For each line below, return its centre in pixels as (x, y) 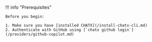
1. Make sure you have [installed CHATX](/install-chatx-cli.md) (76, 25)
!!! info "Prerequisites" (29, 7)
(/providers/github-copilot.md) (40, 34)
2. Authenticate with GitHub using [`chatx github (60, 30)
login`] (126, 30)
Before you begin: (25, 17)
